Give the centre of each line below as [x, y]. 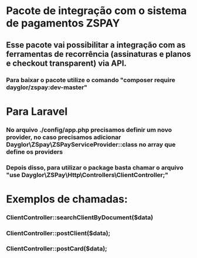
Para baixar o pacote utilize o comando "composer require [91, 80]
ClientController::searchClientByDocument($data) [80, 217]
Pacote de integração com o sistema [96, 11]
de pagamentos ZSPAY [63, 23]
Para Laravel [37, 111]
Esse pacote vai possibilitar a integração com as [96, 45]
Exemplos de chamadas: [67, 199]
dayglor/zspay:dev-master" [47, 87]
